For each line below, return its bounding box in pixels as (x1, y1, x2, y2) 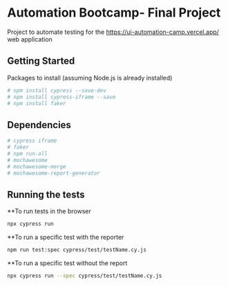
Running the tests (7, 188, 85, 200)
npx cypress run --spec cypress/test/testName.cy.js (7, 272, 162, 279)
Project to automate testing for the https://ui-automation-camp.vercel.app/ (7, 28, 220, 36)
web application (7, 35, 53, 43)
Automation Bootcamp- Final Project (7, 5, 221, 21)
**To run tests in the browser (7, 207, 91, 215)
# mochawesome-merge (7, 163, 67, 170)
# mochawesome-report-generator (7, 170, 100, 177)
